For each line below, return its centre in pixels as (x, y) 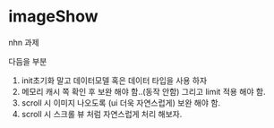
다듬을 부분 (28, 61)
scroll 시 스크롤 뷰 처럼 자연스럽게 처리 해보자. (102, 114)
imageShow (54, 17)
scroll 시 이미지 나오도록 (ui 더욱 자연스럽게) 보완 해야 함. (121, 102)
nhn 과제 (24, 42)
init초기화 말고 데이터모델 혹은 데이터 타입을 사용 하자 (114, 80)
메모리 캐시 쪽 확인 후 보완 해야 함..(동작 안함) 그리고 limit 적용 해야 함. (143, 91)
